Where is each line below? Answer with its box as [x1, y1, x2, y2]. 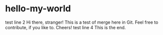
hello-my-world [5, 3, 71, 14]
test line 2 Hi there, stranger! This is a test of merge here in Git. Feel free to [5, 19, 159, 25]
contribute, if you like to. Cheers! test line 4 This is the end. [5, 24, 126, 30]
